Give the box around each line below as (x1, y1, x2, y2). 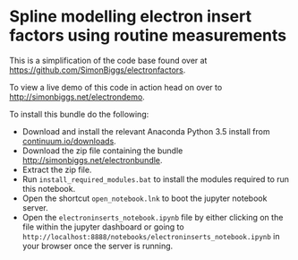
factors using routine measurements (9, 25, 287, 46)
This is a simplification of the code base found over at (9, 55, 208, 65)
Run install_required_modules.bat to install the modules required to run (21, 173, 289, 185)
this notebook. (21, 183, 76, 194)
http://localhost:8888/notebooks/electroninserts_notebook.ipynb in (21, 230, 280, 241)
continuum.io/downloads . (21, 135, 116, 146)
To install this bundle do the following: (9, 108, 149, 119)
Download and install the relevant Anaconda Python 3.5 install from (21, 126, 270, 136)
